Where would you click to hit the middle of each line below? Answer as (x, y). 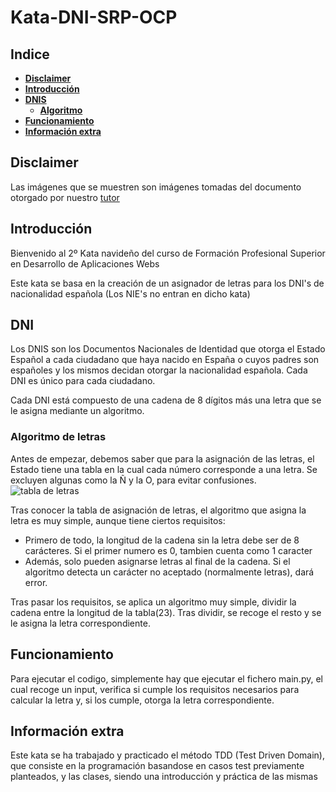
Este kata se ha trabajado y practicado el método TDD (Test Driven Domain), (167, 755)
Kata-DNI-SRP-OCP (94, 17)
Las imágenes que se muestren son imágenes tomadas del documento (156, 187)
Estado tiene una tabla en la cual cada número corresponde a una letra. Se (164, 469)
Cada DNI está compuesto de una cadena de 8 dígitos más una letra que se (166, 400)
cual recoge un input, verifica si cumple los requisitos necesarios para (155, 689)
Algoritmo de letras (58, 437)
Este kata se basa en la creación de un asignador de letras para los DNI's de (167, 283)
